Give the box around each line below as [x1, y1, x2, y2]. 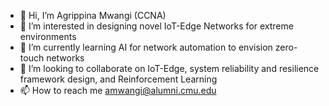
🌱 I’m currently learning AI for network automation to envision [19, 41, 273, 53]
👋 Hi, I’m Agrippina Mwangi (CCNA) [19, 10, 167, 21]
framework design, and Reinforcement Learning [19, 73, 218, 85]
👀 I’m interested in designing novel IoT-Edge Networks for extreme [19, 20, 294, 32]
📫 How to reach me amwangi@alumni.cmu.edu [19, 85, 217, 96]
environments [19, 31, 77, 42]
